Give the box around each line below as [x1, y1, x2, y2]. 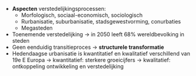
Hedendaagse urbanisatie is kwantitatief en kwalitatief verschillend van [12, 50, 191, 57]
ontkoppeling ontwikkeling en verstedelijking [12, 63, 124, 70]
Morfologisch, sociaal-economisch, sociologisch [21, 11, 143, 19]
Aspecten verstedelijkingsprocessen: [12, 5, 106, 12]
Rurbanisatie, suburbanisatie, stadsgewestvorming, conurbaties [21, 18, 181, 25]
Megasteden [21, 24, 53, 31]
